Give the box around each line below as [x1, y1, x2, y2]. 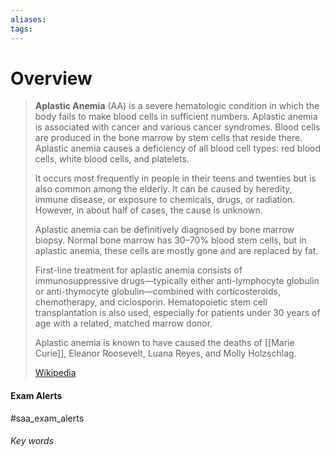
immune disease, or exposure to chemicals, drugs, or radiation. [34, 194, 296, 206]
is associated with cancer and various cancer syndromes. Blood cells [34, 121, 321, 133]
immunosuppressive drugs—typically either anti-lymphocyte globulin [34, 275, 320, 287]
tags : [10, 24, 33, 34]
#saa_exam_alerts [10, 412, 85, 424]
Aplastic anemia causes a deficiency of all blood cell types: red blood [34, 142, 322, 155]
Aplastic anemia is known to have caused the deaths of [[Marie [34, 337, 295, 349]
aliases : [10, 14, 47, 25]
